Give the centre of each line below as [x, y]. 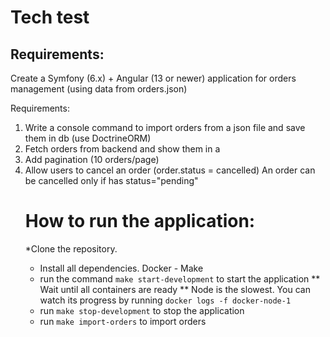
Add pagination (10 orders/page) [92, 159]
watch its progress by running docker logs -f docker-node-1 [165, 300]
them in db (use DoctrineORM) [88, 138]
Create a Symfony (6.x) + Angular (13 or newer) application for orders [153, 78]
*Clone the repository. [71, 248]
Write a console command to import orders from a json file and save [165, 127]
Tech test [50, 17]
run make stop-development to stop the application [142, 310]
